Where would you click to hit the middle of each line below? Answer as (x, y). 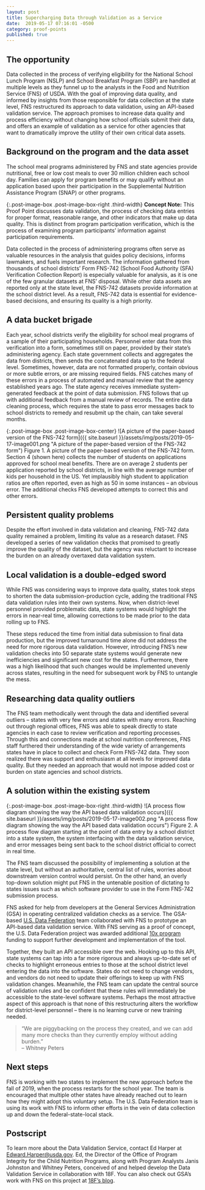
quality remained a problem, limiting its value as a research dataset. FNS (97, 536)
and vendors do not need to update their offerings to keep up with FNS (95, 977)
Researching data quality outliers (71, 698)
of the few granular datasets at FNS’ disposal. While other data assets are (99, 281)
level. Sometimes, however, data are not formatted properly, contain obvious (102, 367)
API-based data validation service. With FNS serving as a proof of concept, (101, 927)
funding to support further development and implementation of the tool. (96, 939)
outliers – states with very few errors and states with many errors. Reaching (101, 720)
